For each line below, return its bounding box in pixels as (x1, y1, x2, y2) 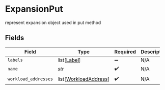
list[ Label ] (57, 56, 81, 63)
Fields (5, 34, 25, 42)
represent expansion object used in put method (5, 20, 101, 25)
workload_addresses (7, 76, 53, 82)
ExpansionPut (5, 3, 63, 15)
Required (114, 48, 136, 55)
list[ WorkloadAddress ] (57, 76, 110, 83)
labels (7, 57, 23, 63)
